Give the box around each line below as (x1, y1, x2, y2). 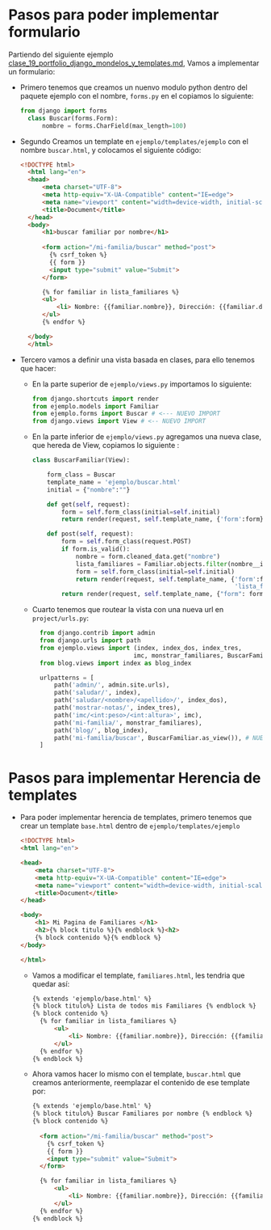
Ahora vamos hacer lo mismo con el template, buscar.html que (31, 1069, 241, 1079)
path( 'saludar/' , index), (53, 689, 141, 697)
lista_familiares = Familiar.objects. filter (75, 560, 228, 568)
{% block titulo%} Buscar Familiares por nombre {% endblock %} (31, 1110, 253, 1118)
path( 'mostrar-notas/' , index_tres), (53, 704, 181, 712)
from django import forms (19, 107, 107, 115)
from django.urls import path (39, 636, 141, 645)
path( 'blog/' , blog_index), (53, 726, 148, 734)
